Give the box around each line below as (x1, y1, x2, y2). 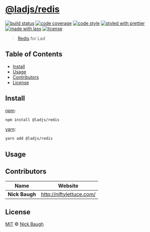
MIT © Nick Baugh (5, 221, 44, 227)
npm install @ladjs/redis (5, 117, 59, 122)
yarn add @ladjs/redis (5, 136, 53, 141)
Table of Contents (5, 50, 63, 59)
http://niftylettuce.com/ (41, 191, 96, 198)
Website (58, 182, 79, 189)
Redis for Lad (17, 35, 45, 41)
